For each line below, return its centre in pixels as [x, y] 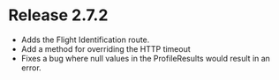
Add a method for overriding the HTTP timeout [106, 48]
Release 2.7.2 [58, 15]
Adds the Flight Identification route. [85, 40]
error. [31, 68]
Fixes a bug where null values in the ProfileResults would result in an [146, 58]
